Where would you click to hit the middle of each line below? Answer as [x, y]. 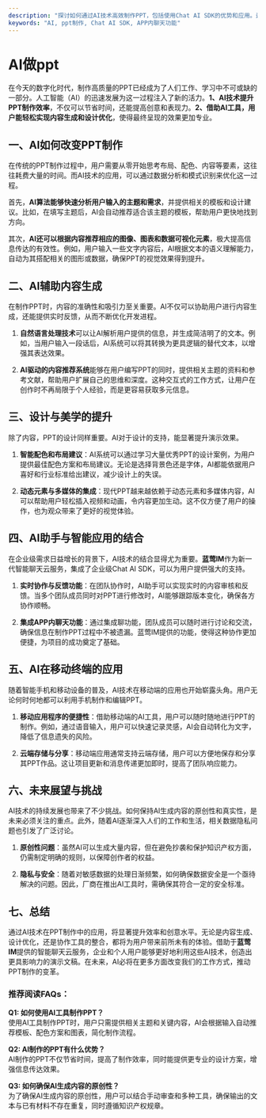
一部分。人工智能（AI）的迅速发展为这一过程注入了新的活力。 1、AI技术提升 [131, 98]
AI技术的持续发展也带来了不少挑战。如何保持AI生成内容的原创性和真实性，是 [133, 811]
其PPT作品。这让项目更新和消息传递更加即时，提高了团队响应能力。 [130, 763]
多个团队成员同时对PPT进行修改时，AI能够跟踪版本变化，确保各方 [148, 595]
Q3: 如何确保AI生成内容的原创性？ [64, 1086]
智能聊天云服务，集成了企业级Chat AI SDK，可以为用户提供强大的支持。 [132, 569]
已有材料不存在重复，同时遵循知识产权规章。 [95, 1106]
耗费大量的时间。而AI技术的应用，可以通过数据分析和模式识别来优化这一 [133, 176]
